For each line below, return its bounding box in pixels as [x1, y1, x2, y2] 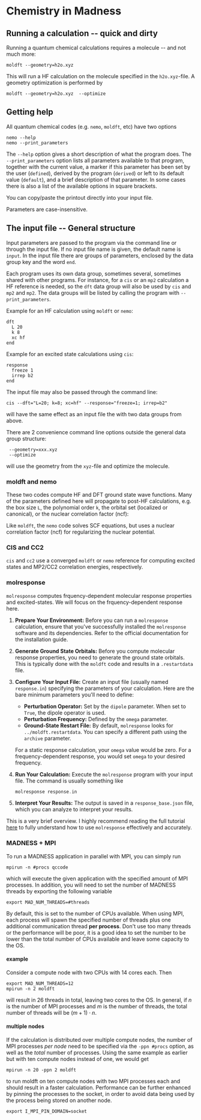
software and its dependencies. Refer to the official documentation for [14, 629, 189, 636]
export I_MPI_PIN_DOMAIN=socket [6, 1109, 87, 1115]
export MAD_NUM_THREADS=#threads [6, 899, 90, 905]
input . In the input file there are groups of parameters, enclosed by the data [6, 251, 194, 259]
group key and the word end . [6, 258, 77, 265]
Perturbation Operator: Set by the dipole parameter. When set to [23, 703, 186, 710]
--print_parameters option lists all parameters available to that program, [6, 156, 185, 164]
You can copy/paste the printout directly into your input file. [6, 194, 153, 201]
